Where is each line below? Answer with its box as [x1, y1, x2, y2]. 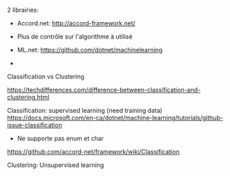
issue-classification [7, 121, 62, 129]
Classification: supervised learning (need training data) [7, 107, 163, 114]
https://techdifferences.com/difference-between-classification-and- [7, 86, 201, 93]
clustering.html [7, 93, 49, 101]
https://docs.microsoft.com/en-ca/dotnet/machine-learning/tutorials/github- [7, 113, 223, 122]
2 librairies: [7, 6, 39, 14]
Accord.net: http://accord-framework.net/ [16, 19, 136, 27]
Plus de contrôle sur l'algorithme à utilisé [16, 32, 133, 41]
